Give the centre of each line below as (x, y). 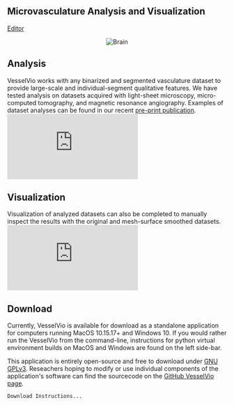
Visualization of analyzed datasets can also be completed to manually (107, 214)
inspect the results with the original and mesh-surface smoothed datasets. (114, 222)
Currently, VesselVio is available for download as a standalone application (113, 326)
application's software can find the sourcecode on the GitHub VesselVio (111, 376)
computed (22, 102)
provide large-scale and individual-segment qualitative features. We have (112, 88)
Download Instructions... (45, 397)
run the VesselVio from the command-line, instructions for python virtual (111, 340)
